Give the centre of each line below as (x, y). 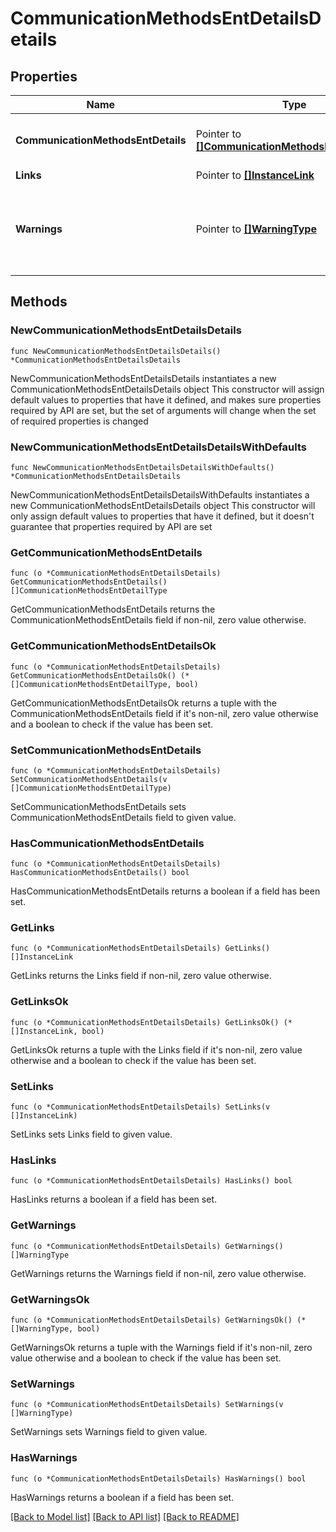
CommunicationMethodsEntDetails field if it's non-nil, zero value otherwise (164, 713)
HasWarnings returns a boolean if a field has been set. (122, 1497)
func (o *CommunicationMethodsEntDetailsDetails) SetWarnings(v (147, 1405)
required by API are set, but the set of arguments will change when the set (163, 410)
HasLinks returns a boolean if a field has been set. (113, 1199)
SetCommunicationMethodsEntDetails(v (89, 779)
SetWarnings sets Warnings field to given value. (109, 1432)
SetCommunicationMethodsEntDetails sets (98, 806)
